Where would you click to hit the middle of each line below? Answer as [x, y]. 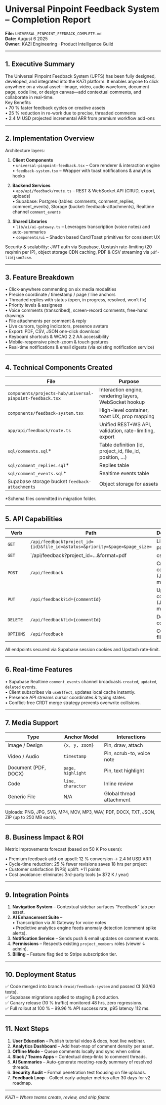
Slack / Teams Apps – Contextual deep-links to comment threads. [80, 1056]
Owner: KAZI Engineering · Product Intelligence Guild [59, 44]
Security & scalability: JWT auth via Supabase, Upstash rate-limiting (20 [79, 247]
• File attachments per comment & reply [46, 321]
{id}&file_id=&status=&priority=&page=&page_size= [91, 547]
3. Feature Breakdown [40, 277]
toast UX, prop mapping [127, 416]
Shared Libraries [30, 221]
